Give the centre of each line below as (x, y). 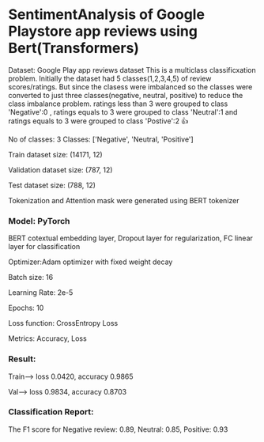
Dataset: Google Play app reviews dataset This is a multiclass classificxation (132, 70)
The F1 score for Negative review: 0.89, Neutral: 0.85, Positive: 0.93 (118, 429)
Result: (22, 359)
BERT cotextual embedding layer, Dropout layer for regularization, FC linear (130, 238)
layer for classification (44, 247)
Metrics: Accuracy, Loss (47, 338)
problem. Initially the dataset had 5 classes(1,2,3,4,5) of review (110, 78)
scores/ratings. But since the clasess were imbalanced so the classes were (130, 87)
